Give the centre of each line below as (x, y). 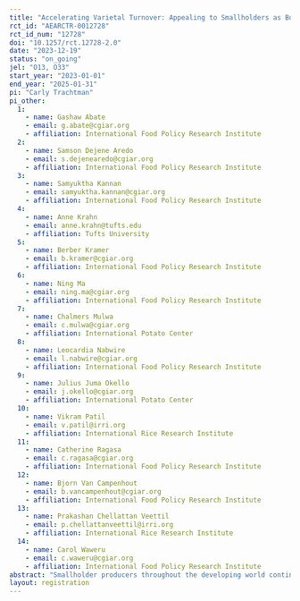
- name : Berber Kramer (67, 250)
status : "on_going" (46, 59)
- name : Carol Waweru (65, 550)
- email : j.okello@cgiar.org (79, 392)
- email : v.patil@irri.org (75, 425)
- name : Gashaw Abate (65, 117)
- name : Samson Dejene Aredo (79, 150)
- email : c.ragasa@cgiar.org (79, 458)
